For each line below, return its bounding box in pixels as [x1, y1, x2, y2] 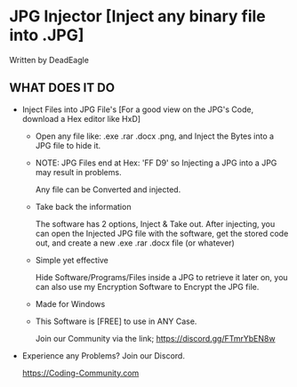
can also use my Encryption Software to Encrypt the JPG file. [35, 281, 260, 292]
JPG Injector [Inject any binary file [9, 6, 267, 27]
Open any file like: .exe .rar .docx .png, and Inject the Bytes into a [35, 131, 274, 141]
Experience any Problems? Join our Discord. [21, 350, 185, 361]
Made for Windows [35, 298, 106, 309]
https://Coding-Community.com [21, 367, 140, 378]
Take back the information [35, 201, 132, 212]
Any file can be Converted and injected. [35, 184, 181, 195]
